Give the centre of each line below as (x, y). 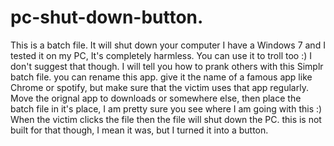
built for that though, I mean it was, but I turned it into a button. (139, 130)
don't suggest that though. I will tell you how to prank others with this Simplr (167, 66)
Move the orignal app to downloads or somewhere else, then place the (156, 98)
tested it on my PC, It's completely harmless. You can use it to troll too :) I (161, 55)
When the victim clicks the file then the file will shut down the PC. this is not (166, 119)
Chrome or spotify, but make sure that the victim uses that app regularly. (159, 87)
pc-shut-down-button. (107, 17)
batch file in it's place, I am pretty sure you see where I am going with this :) (166, 108)
